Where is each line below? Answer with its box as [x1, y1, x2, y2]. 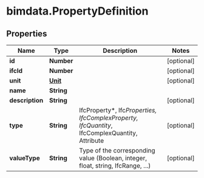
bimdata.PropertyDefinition [6, 4, 149, 18]
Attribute [78, 137, 104, 145]
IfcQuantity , [78, 122, 113, 129]
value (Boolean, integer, [78, 154, 148, 162]
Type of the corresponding [78, 146, 156, 154]
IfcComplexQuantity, [78, 129, 138, 137]
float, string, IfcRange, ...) [78, 162, 151, 169]
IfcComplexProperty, [78, 114, 138, 122]
